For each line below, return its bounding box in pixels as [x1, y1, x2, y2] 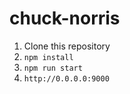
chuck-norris [9, 7, 121, 30]
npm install [23, 52, 74, 62]
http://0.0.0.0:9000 [23, 73, 110, 84]
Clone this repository [23, 40, 111, 52]
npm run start [23, 63, 83, 73]
